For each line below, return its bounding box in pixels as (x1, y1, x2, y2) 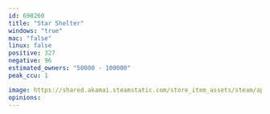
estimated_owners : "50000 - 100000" (8, 64, 131, 72)
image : (8, 86, 31, 94)
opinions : (8, 93, 42, 101)
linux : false (8, 42, 52, 50)
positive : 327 (8, 49, 56, 57)
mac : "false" (8, 34, 52, 43)
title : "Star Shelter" (8, 19, 84, 27)
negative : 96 (8, 57, 52, 65)
